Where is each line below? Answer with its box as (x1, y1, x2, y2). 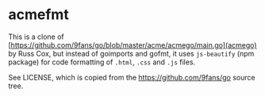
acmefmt (8, 6, 69, 24)
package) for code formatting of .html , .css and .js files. (8, 57, 196, 67)
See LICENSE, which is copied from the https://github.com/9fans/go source (8, 72, 255, 82)
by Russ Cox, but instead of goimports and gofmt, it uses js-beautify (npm (8, 48, 255, 58)
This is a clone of (8, 32, 65, 41)
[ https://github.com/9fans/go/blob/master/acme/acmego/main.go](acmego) (8, 40, 257, 49)
